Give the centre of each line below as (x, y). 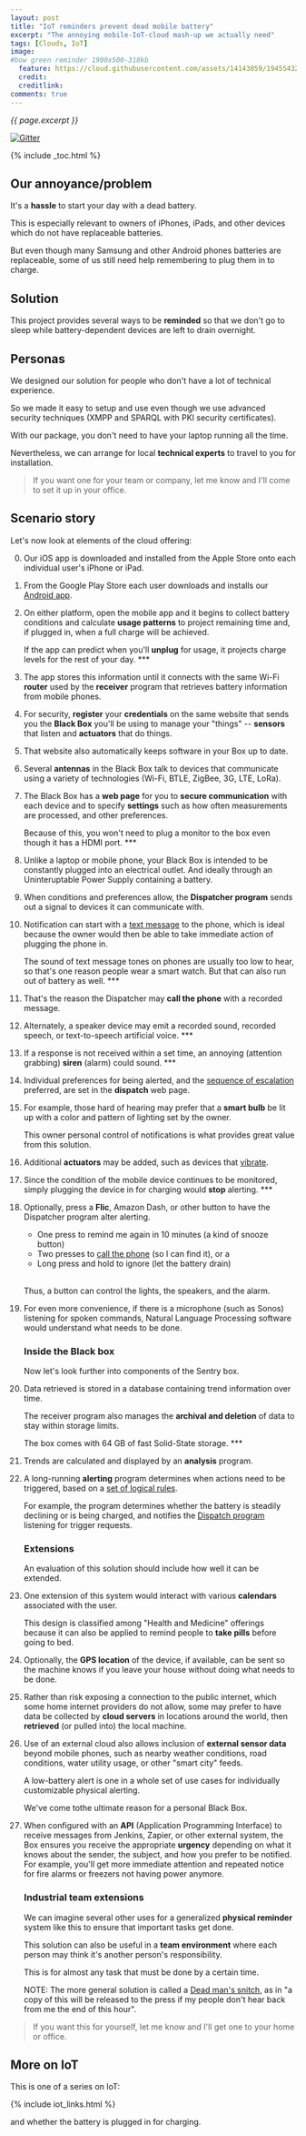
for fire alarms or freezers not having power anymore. (124, 1874)
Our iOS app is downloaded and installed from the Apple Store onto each (159, 558)
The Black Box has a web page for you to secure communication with (155, 795)
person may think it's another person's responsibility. (123, 1954)
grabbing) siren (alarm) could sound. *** (99, 1062)
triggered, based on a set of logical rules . (100, 1488)
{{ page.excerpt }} (44, 120)
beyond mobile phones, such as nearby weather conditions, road (145, 1754)
